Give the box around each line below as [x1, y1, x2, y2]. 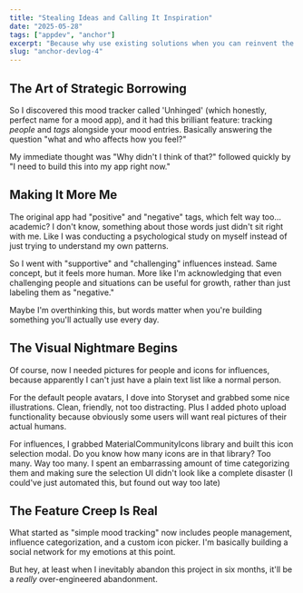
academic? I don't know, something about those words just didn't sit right [9, 221, 284, 232]
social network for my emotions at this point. [9, 547, 176, 558]
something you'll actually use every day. [9, 314, 160, 325]
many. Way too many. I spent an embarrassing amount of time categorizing [9, 458, 290, 469]
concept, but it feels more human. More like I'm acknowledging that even [9, 267, 282, 278]
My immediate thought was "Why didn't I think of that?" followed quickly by [9, 151, 291, 162]
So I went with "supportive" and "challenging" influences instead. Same [9, 258, 278, 269]
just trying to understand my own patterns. [9, 240, 170, 251]
